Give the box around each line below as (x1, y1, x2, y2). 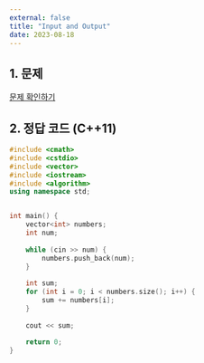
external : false (9, 13, 70, 23)
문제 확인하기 (9, 91, 56, 102)
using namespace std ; (9, 187, 91, 196)
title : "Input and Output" (9, 22, 111, 31)
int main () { (9, 212, 59, 221)
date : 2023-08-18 (9, 30, 75, 39)
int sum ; (25, 279, 59, 288)
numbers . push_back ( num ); (42, 253, 135, 263)
